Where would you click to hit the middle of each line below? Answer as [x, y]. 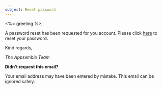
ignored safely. [20, 81]
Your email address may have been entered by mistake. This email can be [80, 76]
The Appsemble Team [27, 57]
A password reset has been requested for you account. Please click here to [81, 33]
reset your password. [27, 38]
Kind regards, [19, 47]
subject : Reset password [30, 10]
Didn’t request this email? [32, 67]
